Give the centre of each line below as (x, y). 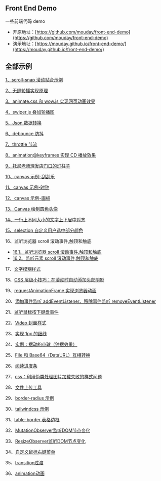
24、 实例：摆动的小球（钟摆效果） (41, 344)
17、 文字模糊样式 (23, 269)
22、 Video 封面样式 (26, 323)
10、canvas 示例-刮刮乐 (30, 176)
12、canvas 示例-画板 (28, 198)
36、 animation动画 (25, 473)
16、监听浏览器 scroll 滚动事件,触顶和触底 (48, 241)
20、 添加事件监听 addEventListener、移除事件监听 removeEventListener (80, 301)
